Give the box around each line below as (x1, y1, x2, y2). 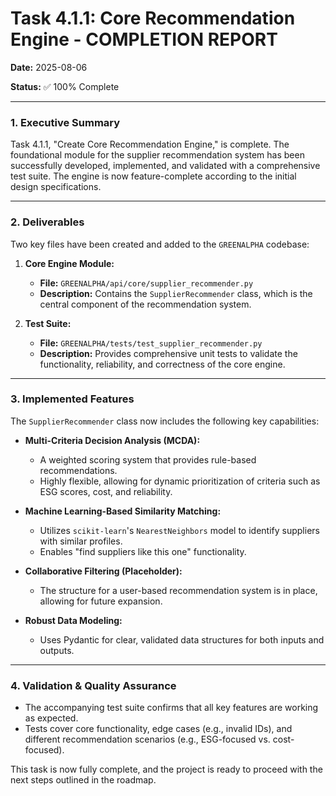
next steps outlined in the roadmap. (10, 774, 157, 786)
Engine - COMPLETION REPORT (10, 28, 278, 51)
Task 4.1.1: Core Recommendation (10, 7, 296, 30)
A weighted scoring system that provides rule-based (39, 453, 257, 466)
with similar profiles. (39, 535, 123, 547)
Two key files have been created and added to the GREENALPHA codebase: (10, 238, 310, 250)
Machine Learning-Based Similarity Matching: (24, 505, 222, 517)
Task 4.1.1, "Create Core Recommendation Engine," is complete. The (10, 138, 290, 151)
